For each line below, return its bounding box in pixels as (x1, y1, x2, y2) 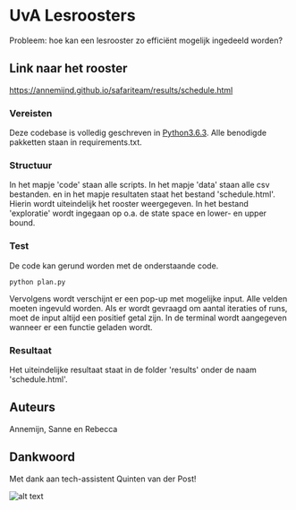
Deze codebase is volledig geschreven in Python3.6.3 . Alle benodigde (9, 127, 266, 139)
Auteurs (9, 400, 56, 415)
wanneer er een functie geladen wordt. (9, 321, 154, 332)
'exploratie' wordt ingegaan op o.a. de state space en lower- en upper (9, 208, 266, 219)
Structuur (9, 158, 53, 171)
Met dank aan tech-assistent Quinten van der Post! (9, 473, 197, 484)
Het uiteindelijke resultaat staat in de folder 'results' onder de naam (9, 364, 257, 375)
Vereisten (9, 106, 53, 119)
